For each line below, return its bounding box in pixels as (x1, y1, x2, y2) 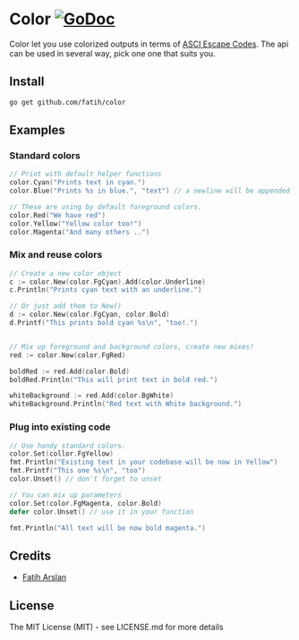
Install (9, 74, 45, 90)
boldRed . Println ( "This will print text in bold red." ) (9, 375, 218, 384)
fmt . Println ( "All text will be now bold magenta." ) (9, 524, 206, 533)
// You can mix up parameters (9, 491, 123, 499)
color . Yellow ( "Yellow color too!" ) (9, 219, 142, 228)
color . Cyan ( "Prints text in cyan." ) (9, 178, 146, 187)
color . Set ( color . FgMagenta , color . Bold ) (9, 499, 163, 508)
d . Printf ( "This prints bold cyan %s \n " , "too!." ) (9, 319, 199, 328)
